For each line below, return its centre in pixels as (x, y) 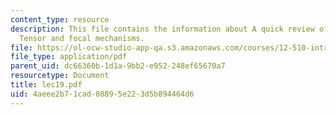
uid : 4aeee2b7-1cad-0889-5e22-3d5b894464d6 (102, 94)
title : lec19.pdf (46, 85)
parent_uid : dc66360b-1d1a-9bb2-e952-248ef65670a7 (118, 66)
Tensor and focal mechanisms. (82, 38)
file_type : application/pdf (69, 57)
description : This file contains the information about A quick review (162, 29)
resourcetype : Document (60, 76)
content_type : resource (60, 19)
